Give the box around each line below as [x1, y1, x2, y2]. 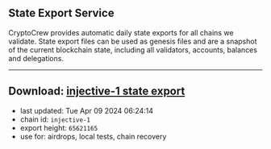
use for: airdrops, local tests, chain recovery [19, 131, 167, 141]
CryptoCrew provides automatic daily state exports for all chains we [8, 27, 234, 37]
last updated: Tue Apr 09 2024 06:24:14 [19, 106, 154, 115]
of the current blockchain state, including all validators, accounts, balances [8, 44, 258, 55]
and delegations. [8, 53, 65, 63]
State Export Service [8, 6, 115, 20]
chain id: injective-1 [19, 114, 91, 124]
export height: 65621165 [19, 122, 98, 132]
